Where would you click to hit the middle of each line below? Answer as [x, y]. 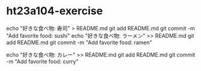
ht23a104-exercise [55, 11]
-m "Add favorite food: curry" [43, 61]
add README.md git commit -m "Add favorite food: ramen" [79, 42]
